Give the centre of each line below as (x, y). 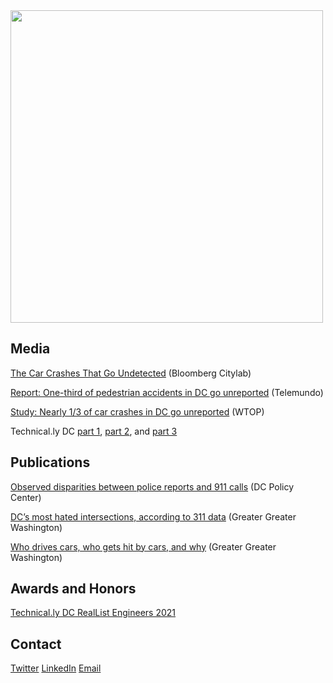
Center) (26, 497)
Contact (36, 644)
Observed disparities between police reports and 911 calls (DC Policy (152, 486)
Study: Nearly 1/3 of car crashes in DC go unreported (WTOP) (137, 411)
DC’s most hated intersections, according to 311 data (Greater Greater (153, 516)
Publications (50, 462)
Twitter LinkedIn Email (56, 668)
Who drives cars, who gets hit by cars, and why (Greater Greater (143, 546)
